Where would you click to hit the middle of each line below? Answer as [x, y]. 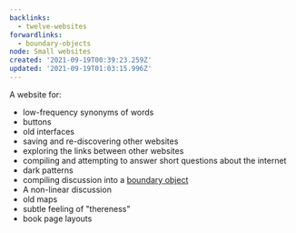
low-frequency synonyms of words [88, 112]
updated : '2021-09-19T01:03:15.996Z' [81, 69]
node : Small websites [50, 52]
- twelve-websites [53, 26]
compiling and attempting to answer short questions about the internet [154, 160]
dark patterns [48, 170]
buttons [37, 122]
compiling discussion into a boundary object [105, 179]
